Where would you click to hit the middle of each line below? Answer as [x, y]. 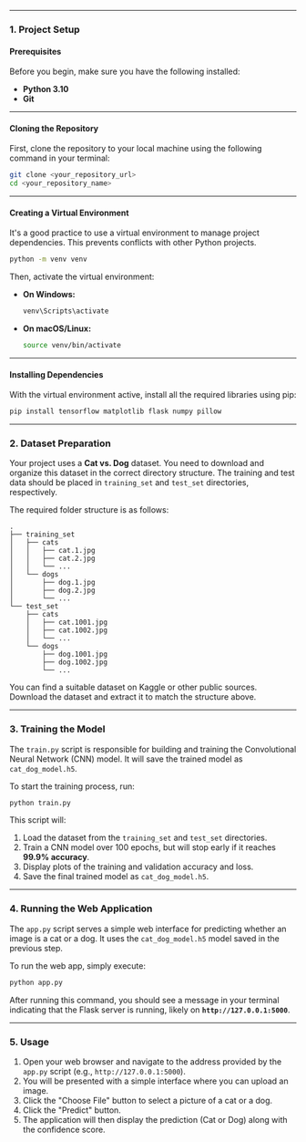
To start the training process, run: [72, 786]
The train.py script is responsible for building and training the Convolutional [153, 749]
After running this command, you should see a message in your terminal [144, 1000]
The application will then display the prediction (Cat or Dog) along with [155, 1119]
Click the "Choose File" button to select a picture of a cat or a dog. [148, 1100]
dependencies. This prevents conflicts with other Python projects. [133, 243]
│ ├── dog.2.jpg [52, 591]
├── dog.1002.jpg [75, 662]
